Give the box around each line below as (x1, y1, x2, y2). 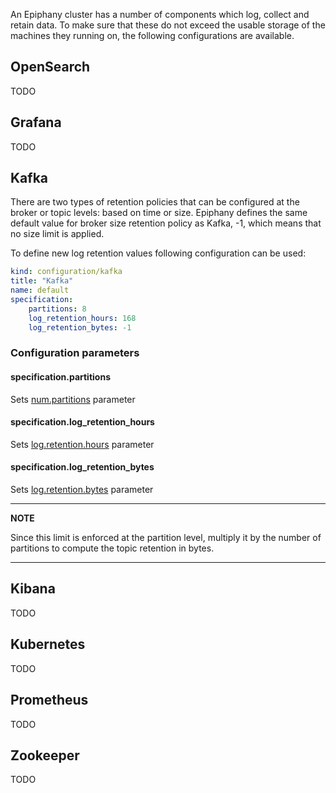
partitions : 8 (28, 304, 87, 314)
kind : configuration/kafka (10, 267, 123, 277)
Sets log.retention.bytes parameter (10, 484, 154, 496)
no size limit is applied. (10, 228, 105, 240)
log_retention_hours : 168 (28, 313, 137, 323)
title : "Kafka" (10, 276, 74, 286)
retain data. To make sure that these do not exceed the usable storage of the (10, 19, 326, 31)
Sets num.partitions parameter (10, 393, 136, 405)
